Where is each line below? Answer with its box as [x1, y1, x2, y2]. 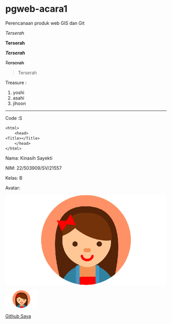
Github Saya [5, 313, 31, 319]
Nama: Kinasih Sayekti [5, 155, 53, 161]
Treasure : [5, 79, 27, 85]
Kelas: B [5, 175, 23, 181]
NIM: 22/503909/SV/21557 [5, 165, 62, 171]
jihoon [12, 100, 26, 106]
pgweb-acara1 [5, 3, 68, 15]
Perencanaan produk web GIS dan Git [5, 20, 85, 26]
